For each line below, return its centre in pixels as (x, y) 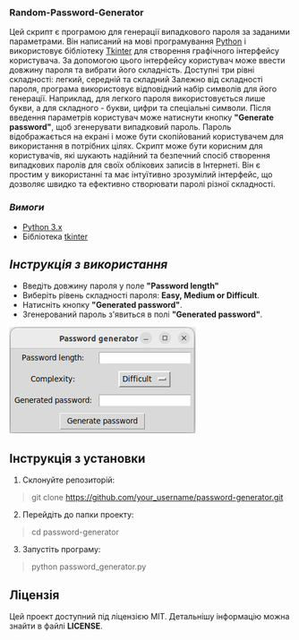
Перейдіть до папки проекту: (78, 515)
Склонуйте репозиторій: (68, 480)
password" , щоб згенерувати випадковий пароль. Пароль (120, 127)
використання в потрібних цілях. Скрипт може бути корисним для (136, 146)
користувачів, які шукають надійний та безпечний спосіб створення (140, 156)
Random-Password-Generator (77, 13)
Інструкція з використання (89, 265)
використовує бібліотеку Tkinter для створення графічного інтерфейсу (145, 51)
